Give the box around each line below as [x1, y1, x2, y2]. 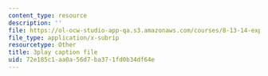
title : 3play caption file [8, 48, 98, 56]
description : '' [8, 19, 62, 27]
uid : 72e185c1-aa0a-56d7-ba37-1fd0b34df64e [8, 56, 156, 64]
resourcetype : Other [8, 41, 77, 49]
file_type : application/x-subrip [8, 33, 120, 42]
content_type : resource [8, 11, 88, 20]
